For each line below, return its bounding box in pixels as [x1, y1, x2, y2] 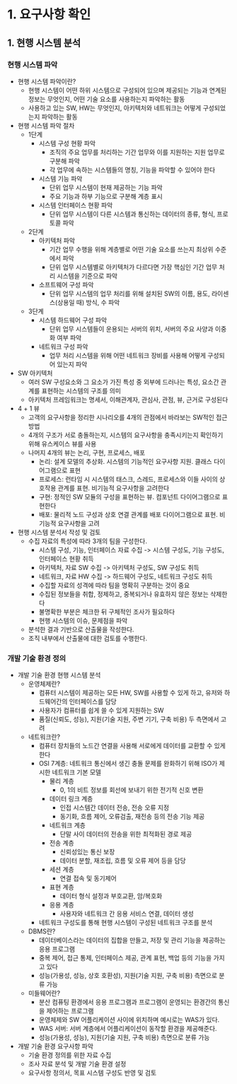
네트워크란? [28, 733, 61, 741]
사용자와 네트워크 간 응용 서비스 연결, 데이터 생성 [59, 909, 195, 918]
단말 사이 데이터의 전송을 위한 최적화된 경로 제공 [59, 830, 192, 839]
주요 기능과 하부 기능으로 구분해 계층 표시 [49, 192, 163, 200]
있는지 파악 [57, 360, 88, 368]
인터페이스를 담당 [69, 697, 117, 706]
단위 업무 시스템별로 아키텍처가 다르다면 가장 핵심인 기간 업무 [49, 262, 218, 271]
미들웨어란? [28, 989, 61, 998]
